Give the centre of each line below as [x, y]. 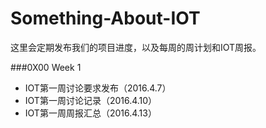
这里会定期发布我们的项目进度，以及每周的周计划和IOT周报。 [136, 47]
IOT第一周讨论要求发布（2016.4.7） [98, 88]
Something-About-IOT [105, 18]
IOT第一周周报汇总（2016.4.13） [90, 113]
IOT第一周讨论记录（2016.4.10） [91, 100]
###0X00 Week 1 [46, 67]
